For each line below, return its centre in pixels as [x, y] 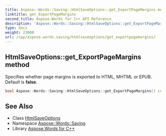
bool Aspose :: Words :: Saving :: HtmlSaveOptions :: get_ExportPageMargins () [80, 91]
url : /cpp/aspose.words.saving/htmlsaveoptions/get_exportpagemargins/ [80, 37]
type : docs [16, 28]
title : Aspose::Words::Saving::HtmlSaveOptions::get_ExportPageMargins [80, 10]
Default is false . [21, 82]
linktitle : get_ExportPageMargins [41, 14]
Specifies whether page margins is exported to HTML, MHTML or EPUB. [79, 76]
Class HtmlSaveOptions [36, 118]
